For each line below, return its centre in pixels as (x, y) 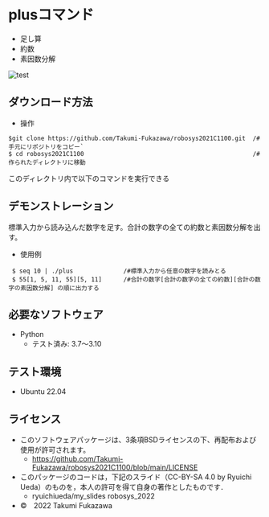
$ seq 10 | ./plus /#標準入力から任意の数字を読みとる (119, 271)
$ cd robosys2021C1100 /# (134, 154)
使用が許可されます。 (55, 450)
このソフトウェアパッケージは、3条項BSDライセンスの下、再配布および (138, 440)
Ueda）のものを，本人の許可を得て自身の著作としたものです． (124, 487)
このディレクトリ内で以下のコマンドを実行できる (89, 178)
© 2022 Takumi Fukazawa (66, 505)
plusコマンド (51, 15)
